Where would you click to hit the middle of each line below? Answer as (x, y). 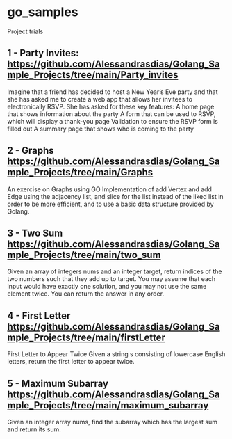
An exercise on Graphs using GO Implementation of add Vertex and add (109, 189)
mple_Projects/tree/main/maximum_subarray (108, 405)
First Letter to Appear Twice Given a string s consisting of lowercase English (116, 354)
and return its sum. (34, 429)
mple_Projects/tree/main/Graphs (80, 172)
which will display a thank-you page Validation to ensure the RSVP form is (113, 121)
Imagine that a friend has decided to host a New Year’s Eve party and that (113, 92)
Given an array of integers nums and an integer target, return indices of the (115, 271)
